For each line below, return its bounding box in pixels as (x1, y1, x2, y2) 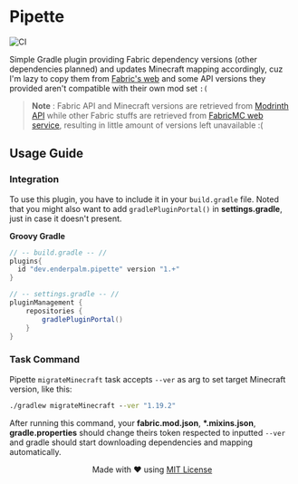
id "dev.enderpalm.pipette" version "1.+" (17, 265, 180, 274)
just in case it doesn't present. (9, 213, 122, 224)
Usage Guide (9, 146, 84, 161)
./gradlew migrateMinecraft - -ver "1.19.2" (9, 401, 177, 410)
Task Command (9, 353, 80, 366)
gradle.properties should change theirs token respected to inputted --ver (9, 427, 286, 438)
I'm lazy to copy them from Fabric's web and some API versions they (9, 73, 266, 83)
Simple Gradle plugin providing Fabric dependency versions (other (9, 53, 258, 64)
